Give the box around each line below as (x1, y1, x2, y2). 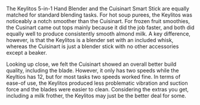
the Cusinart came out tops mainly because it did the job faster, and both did (6, 24, 195, 31)
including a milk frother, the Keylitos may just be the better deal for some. (6, 92, 186, 99)
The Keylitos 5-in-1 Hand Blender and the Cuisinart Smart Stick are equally (6, 5, 190, 12)
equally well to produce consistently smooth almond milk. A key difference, (6, 30, 191, 37)
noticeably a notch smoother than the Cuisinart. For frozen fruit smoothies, (6, 18, 190, 24)
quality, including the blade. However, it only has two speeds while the (6, 67, 179, 74)
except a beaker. (6, 49, 47, 56)
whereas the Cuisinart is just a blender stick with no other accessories (6, 43, 179, 50)
